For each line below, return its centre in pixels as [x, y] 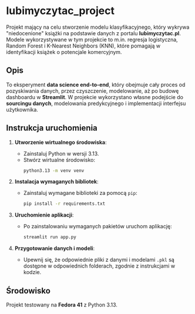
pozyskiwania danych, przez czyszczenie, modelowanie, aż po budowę [93, 91]
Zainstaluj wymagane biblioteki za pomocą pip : [80, 193]
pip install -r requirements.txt [64, 204]
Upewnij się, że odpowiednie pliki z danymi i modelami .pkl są [99, 260]
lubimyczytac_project [60, 11]
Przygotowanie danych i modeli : [55, 248]
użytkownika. [22, 109]
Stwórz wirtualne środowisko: [59, 160]
